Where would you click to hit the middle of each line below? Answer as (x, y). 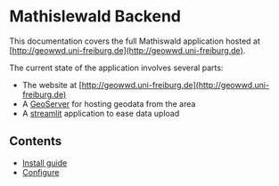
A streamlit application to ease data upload (101, 113)
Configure (41, 172)
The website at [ (52, 85)
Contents (36, 141)
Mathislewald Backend (95, 16)
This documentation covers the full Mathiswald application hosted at (135, 41)
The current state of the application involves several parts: (116, 68)
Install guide (45, 163)
